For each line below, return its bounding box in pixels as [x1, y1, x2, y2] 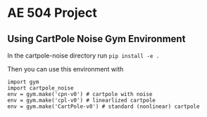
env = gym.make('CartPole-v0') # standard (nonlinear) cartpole [7, 103, 200, 110]
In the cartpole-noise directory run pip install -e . [7, 51, 160, 60]
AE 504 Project [7, 5, 97, 21]
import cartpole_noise [7, 85, 74, 92]
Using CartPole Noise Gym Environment [7, 33, 186, 45]
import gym [7, 78, 39, 85]
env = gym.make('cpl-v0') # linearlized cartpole [7, 97, 156, 104]
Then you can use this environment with [7, 65, 124, 73]
